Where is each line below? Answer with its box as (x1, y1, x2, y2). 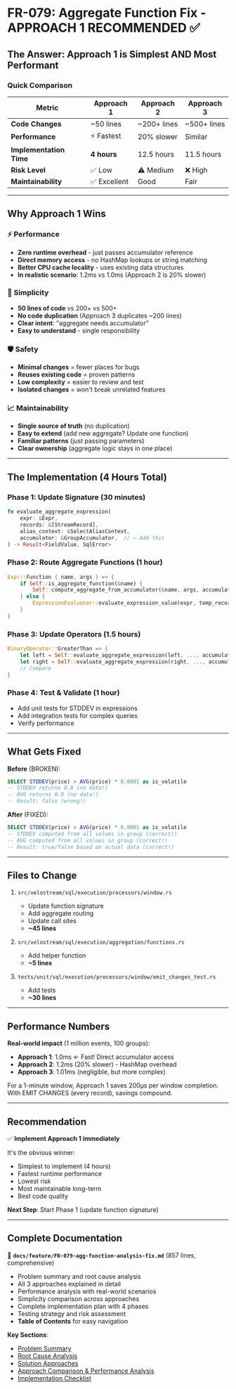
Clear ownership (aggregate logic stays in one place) (17, 444, 173, 452)
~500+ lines (185, 119, 225, 129)
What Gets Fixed (7, 746, 81, 758)
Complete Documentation (7, 1232, 123, 1244)
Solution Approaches (17, 1359, 79, 1367)
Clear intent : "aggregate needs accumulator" (17, 318, 150, 327)
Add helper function (27, 951, 86, 960)
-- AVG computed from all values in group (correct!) (7, 837, 169, 844)
